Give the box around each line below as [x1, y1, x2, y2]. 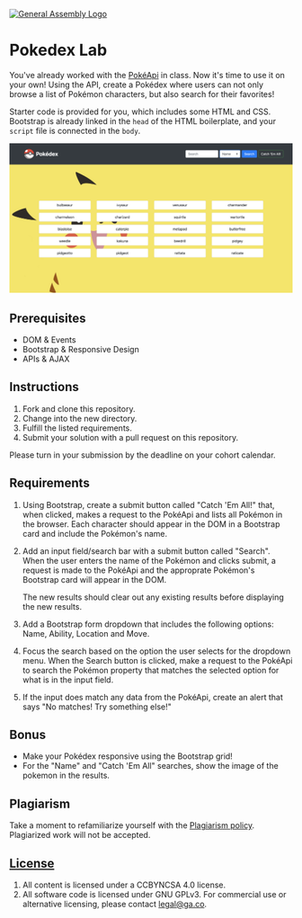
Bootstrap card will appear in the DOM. [22, 574, 167, 584]
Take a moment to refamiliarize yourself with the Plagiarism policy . [9, 820, 254, 831]
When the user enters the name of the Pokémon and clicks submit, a [22, 555, 277, 566]
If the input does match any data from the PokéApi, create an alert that [22, 691, 283, 702]
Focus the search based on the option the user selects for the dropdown [22, 646, 291, 656]
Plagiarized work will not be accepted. [9, 830, 151, 841]
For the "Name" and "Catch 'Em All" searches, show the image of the [22, 761, 279, 771]
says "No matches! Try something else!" [22, 701, 173, 712]
